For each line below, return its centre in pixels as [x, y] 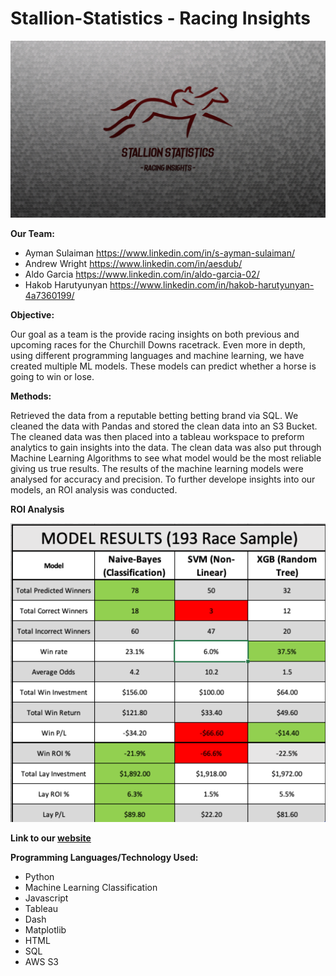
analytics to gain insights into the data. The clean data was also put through [166, 448]
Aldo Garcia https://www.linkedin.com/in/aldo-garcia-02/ [142, 274]
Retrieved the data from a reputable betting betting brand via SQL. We [154, 416]
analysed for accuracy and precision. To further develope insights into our [163, 479]
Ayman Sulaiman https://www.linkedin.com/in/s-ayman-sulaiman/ [160, 253]
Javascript [46, 898]
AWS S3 [42, 962]
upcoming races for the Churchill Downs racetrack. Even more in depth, [158, 345]
